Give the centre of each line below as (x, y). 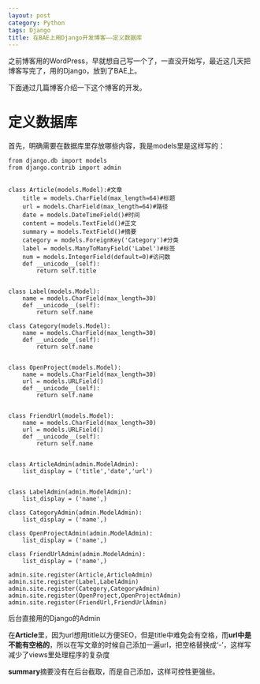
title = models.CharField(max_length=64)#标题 (99, 198)
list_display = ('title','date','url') (88, 472)
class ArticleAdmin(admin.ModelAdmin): (74, 464)
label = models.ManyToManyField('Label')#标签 (99, 249)
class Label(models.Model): (54, 292)
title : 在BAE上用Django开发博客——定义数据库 (75, 38)
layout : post (30, 15)
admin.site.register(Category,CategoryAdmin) (84, 589)
